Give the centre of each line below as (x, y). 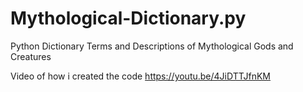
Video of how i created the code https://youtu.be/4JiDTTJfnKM (140, 76)
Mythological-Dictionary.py (128, 18)
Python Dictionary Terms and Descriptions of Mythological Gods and (152, 46)
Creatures (31, 56)
